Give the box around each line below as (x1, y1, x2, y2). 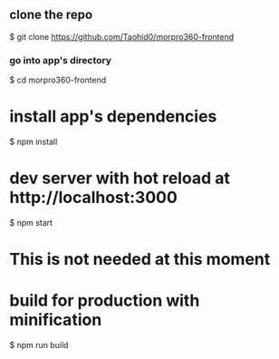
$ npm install (9, 136, 58, 148)
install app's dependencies (9, 106, 217, 127)
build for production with (9, 290, 200, 311)
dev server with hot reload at (9, 168, 231, 189)
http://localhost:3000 (9, 188, 178, 208)
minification (9, 310, 102, 330)
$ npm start (9, 217, 53, 228)
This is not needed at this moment (9, 249, 271, 270)
